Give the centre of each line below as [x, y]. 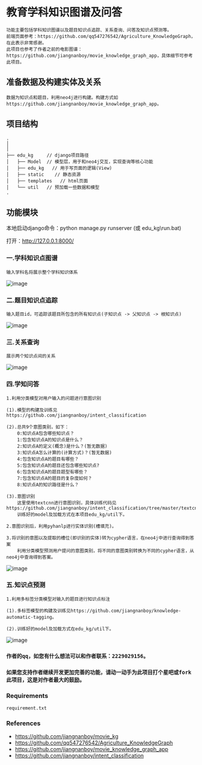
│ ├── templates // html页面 [47, 181]
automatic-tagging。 [32, 617]
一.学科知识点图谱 [32, 258]
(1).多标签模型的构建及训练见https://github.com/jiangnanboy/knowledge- [94, 610]
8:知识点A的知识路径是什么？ [48, 485]
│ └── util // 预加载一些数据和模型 [53, 187]
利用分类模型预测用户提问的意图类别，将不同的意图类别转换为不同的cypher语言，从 [106, 551]
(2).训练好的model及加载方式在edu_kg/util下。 [60, 629]
